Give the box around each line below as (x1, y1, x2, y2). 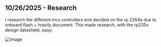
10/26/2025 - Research (5, 4, 77, 12)
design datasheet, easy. (5, 27, 53, 33)
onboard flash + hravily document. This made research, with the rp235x (5, 22, 149, 28)
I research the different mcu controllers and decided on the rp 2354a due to (5, 16, 157, 22)
